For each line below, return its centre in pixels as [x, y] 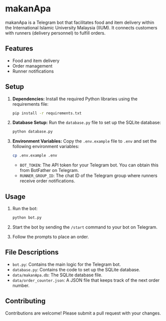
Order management [32, 66]
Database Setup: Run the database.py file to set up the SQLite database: [87, 123]
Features [19, 48]
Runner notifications [33, 71]
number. [21, 285]
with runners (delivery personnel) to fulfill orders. [55, 33]
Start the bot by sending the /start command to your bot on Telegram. [85, 227]
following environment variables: [46, 147]
